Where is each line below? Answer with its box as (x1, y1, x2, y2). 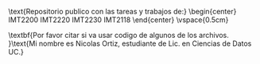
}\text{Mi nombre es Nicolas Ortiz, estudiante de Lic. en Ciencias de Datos (8, 39, 252, 48)
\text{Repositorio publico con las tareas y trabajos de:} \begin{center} (8, 7, 237, 16)
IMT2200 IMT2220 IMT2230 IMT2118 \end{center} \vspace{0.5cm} (8, 15, 229, 24)
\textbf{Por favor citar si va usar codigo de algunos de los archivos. (8, 31, 229, 40)
